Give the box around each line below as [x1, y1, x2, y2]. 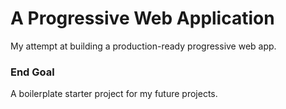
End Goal [10, 65, 55, 79]
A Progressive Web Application [10, 7, 275, 30]
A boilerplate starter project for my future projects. [10, 88, 218, 100]
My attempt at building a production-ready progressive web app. [10, 40, 277, 52]
